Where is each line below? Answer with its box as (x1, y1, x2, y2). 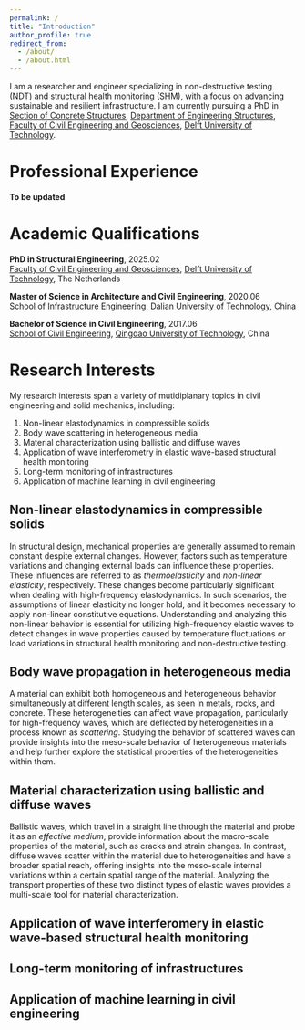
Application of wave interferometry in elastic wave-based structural (22, 447, 276, 457)
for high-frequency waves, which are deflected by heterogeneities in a (9, 718, 274, 729)
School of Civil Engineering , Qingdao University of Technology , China (9, 328, 270, 339)
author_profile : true (9, 30, 92, 39)
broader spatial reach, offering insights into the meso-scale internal (9, 860, 262, 871)
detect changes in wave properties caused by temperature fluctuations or (9, 627, 286, 639)
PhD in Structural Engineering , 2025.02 (9, 253, 160, 265)
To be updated (9, 191, 66, 202)
